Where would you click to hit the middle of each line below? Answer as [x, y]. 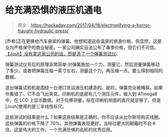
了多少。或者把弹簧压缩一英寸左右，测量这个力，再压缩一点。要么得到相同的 [84, 70]
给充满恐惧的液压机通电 [53, 10]
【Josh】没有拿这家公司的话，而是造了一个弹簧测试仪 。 [63, 54]
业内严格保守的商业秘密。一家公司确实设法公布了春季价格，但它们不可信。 [82, 47]
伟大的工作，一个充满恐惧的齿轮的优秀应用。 [68, 129]
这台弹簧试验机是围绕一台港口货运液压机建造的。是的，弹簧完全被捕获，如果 [84, 87]
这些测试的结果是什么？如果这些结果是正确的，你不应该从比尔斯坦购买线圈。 [84, 117]
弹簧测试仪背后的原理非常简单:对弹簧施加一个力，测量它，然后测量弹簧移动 [82, 64]
